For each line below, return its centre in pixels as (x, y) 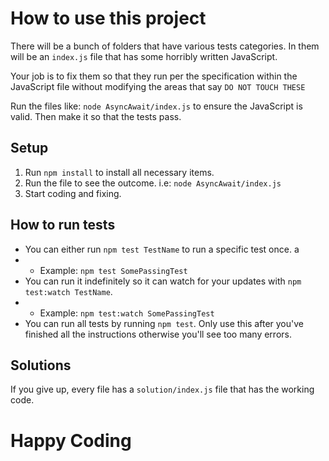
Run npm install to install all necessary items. (119, 172)
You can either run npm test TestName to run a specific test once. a (162, 249)
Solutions (41, 365)
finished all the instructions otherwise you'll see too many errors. (158, 334)
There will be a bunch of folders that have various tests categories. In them (165, 46)
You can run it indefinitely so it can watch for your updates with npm (163, 281)
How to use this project (108, 18)
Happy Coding (71, 440)
